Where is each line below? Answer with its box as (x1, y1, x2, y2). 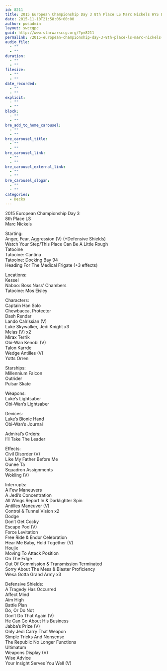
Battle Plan (5, 602, 27, 608)
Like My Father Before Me (5, 456, 58, 462)
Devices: (5, 410, 23, 416)
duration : (5, 53, 26, 59)
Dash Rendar (5, 313, 32, 319)
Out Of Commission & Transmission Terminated (5, 561, 102, 567)
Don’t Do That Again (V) (5, 612, 54, 618)
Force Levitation (5, 529, 38, 535)
